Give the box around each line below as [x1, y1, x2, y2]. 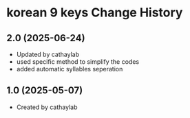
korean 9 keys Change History [6, 5, 183, 21]
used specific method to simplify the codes [16, 58, 139, 66]
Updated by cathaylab [16, 50, 80, 58]
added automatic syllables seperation [16, 65, 123, 73]
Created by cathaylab [16, 103, 78, 111]
